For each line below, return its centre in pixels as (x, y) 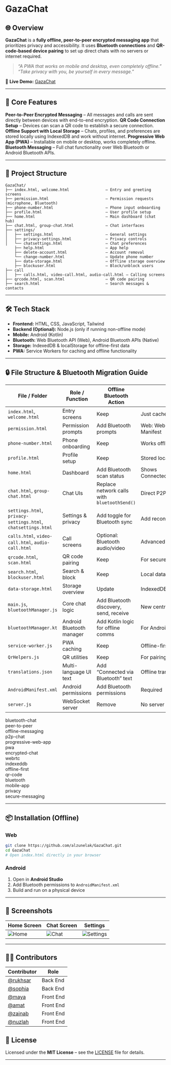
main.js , (18, 604)
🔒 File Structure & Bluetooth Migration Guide (77, 373)
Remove (106, 704)
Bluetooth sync (115, 522)
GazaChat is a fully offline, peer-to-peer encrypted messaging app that (82, 40)
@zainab (18, 1013)
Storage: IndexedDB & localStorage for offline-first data (71, 346)
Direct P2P (153, 493)
